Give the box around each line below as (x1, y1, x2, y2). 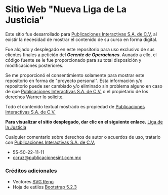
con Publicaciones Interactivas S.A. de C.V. (5, 139, 95, 145)
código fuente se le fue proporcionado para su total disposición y (5, 57, 142, 63)
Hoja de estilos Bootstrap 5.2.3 (12, 184, 77, 190)
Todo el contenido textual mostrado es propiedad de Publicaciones (5, 103, 145, 109)
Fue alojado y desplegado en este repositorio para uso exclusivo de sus (5, 46, 155, 52)
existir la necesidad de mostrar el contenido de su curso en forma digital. (5, 36, 158, 43)
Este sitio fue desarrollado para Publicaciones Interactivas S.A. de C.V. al (5, 31, 157, 37)
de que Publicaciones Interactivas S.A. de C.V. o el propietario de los (5, 88, 148, 94)
